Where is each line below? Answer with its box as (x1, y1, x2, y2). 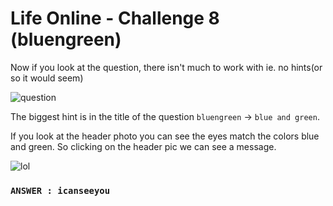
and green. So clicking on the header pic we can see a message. (10, 140, 277, 152)
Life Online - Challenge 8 (10, 7, 220, 30)
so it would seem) (10, 72, 84, 84)
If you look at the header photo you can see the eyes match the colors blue (10, 130, 320, 142)
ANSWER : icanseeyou (10, 185, 111, 196)
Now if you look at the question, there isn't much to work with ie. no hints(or (10, 61, 323, 73)
